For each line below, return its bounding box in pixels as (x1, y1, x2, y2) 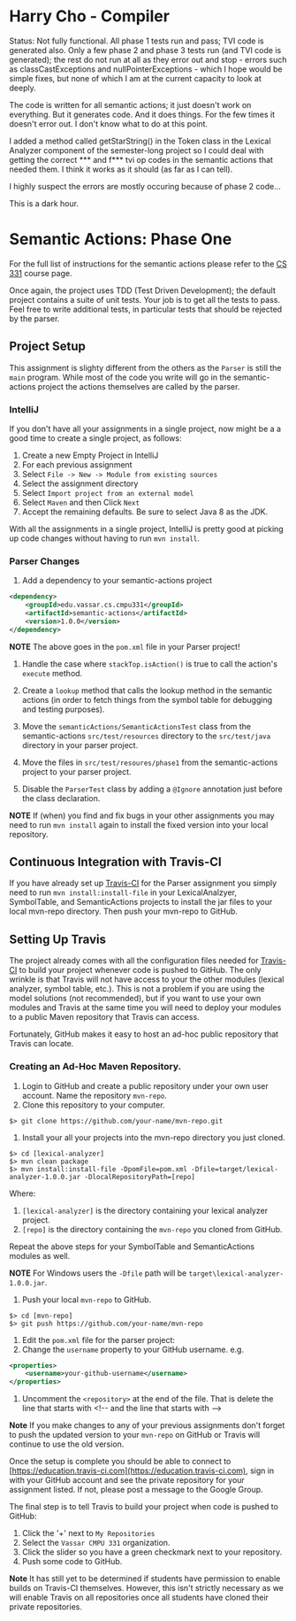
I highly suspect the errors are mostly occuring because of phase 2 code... (9, 181, 281, 191)
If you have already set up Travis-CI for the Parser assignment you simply (9, 878, 277, 889)
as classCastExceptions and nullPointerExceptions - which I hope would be (9, 64, 283, 74)
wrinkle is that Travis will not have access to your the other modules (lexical (9, 974, 285, 984)
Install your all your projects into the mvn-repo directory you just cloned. (21, 1131, 285, 1143)
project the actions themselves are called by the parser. (37, 381, 240, 391)
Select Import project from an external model (21, 487, 194, 498)
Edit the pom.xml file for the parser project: (21, 1334, 175, 1345)
